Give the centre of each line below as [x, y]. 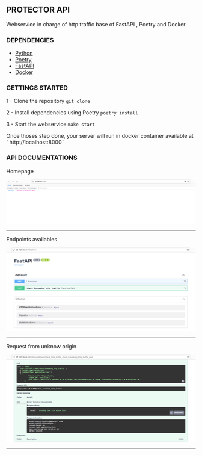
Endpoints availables [32, 239]
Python [24, 53]
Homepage [20, 171]
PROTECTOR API [38, 10]
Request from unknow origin [41, 346]
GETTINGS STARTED [37, 88]
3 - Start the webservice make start [50, 124]
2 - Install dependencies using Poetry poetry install [72, 113]
